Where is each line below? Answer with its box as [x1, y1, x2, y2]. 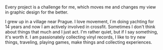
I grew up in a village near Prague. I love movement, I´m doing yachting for [5, 19, 154, 24]
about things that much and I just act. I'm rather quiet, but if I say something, [5, 29, 158, 34]
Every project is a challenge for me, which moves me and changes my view [5, 4, 156, 10]
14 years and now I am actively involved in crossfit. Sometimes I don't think [5, 24, 156, 30]
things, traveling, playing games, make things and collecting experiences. [5, 39, 152, 45]
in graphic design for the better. [5, 9, 69, 15]
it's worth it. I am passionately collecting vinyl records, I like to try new [5, 34, 146, 40]
